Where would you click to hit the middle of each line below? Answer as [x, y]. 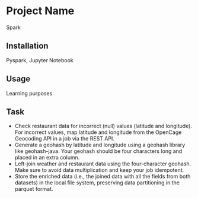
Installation [27, 46]
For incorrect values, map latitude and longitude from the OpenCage [98, 132]
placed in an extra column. [47, 158]
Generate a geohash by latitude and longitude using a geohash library [100, 145]
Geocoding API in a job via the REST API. [64, 139]
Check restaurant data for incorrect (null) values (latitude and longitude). [103, 126]
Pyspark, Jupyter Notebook [40, 60]
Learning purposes [29, 93]
